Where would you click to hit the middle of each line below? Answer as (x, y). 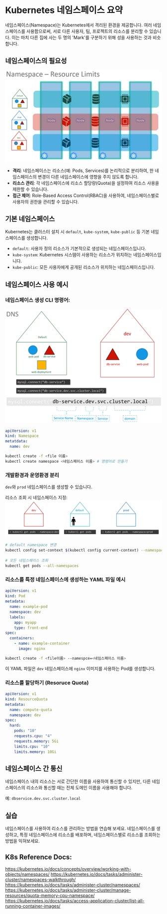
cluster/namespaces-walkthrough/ (41, 880)
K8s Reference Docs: (39, 857)
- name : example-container (42, 644)
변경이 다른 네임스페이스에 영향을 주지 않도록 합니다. (88, 177)
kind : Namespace (22, 436)
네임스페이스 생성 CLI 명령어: (38, 300)
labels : (18, 617)
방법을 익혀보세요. (23, 841)
